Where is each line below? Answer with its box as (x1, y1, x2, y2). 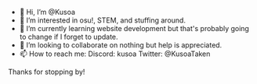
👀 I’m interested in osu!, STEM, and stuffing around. (19, 16, 186, 25)
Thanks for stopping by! (8, 67, 85, 76)
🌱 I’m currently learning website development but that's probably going (19, 24, 249, 33)
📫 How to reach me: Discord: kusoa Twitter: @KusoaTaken (19, 49, 211, 58)
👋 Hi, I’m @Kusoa (19, 8, 76, 16)
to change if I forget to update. (19, 32, 119, 41)
